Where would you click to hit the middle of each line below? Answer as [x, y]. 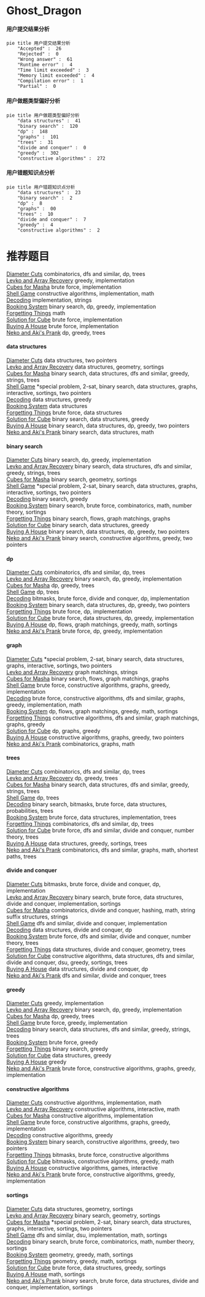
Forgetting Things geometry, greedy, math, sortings [72, 1261]
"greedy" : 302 [38, 153]
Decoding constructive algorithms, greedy [60, 1135]
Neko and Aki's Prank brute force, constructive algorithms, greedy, [91, 1175]
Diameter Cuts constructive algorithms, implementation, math [84, 1103]
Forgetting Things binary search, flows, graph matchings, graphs [88, 519]
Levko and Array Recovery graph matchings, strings [72, 672]
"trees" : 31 [35, 142]
